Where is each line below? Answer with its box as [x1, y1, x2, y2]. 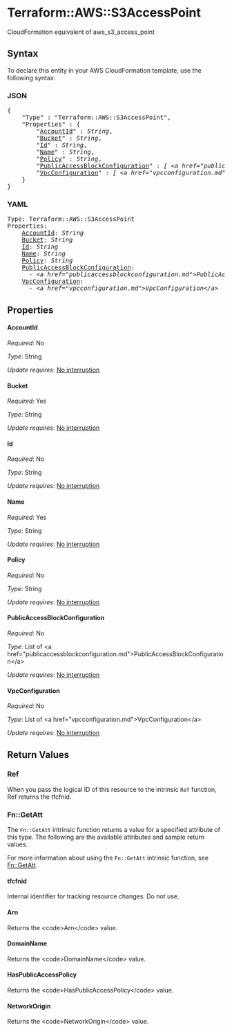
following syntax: [7, 73, 56, 82]
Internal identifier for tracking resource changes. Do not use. [7, 892, 180, 900]
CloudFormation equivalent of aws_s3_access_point [7, 28, 155, 36]
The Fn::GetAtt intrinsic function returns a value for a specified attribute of [7, 826, 221, 834]
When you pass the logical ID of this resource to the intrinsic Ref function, [7, 785, 217, 793]
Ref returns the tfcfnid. [7, 793, 72, 801]
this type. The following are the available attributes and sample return [7, 833, 205, 842]
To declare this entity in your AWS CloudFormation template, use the [7, 66, 202, 74]
